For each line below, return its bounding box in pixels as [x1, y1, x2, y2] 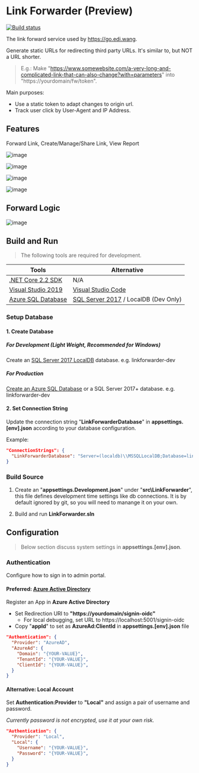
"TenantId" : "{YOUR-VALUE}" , [17, 656, 89, 662]
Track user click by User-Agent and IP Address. [14, 106, 131, 114]
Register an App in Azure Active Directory [6, 599, 110, 606]
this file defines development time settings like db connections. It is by [14, 492, 187, 499]
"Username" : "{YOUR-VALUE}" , [17, 745, 89, 751]
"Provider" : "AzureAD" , [11, 640, 70, 646]
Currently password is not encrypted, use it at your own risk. [6, 717, 155, 724]
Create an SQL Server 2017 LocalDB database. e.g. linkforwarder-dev [6, 356, 176, 363]
